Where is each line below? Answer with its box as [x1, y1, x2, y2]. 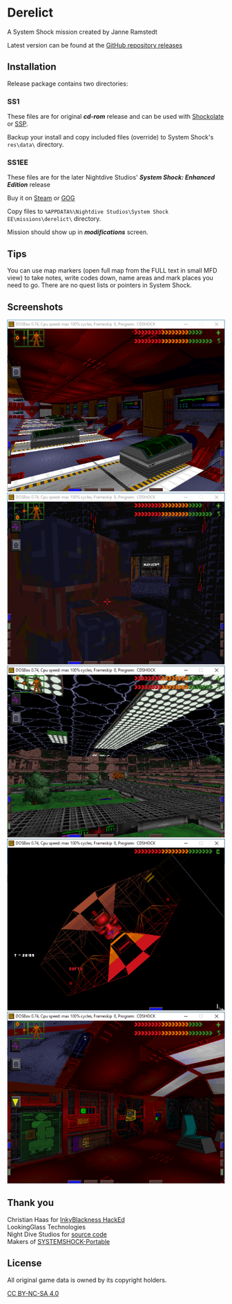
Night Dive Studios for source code [7, 1230, 107, 1238]
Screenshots [7, 301, 64, 313]
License [7, 1258, 42, 1269]
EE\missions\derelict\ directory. [7, 215, 101, 223]
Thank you [7, 1197, 54, 1209]
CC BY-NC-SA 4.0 [7, 1289, 59, 1297]
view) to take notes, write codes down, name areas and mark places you [7, 274, 214, 282]
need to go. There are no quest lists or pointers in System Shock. [7, 281, 192, 289]
